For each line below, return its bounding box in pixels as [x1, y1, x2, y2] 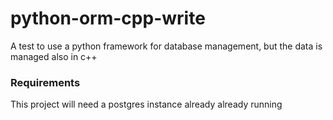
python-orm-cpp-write [10, 7, 206, 30]
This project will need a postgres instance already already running [10, 98, 283, 111]
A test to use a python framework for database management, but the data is [10, 40, 323, 52]
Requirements [10, 75, 81, 89]
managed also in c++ [10, 50, 98, 62]
